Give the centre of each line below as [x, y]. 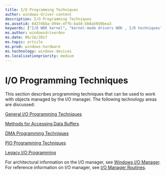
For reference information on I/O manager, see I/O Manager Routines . [76, 168]
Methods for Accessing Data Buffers [42, 124]
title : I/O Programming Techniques [42, 10]
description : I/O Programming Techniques [48, 19]
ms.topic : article [24, 42]
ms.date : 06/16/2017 [26, 38]
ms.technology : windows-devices [38, 51]
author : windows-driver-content [38, 14]
